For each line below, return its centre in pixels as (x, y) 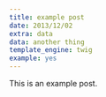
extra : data (31, 34)
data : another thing (47, 42)
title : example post (47, 17)
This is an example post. (53, 83)
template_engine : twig (51, 50)
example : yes (33, 58)
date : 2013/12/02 (41, 26)
